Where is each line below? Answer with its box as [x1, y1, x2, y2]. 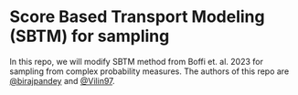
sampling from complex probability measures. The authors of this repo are [9, 66, 290, 77]
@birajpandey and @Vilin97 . [9, 75, 116, 86]
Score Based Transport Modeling [9, 6, 265, 27]
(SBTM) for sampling [9, 26, 170, 47]
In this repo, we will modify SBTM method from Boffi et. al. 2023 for [9, 56, 263, 67]
